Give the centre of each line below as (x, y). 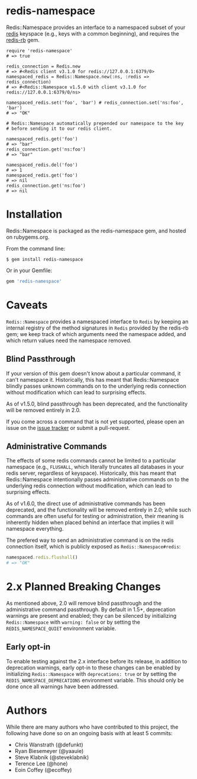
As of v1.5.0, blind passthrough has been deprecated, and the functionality (97, 404)
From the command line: (36, 248)
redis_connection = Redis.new (43, 66)
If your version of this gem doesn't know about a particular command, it (93, 373)
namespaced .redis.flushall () (42, 558)
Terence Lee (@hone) (41, 764)
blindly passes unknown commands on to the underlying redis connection (96, 386)
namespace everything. (35, 529)
